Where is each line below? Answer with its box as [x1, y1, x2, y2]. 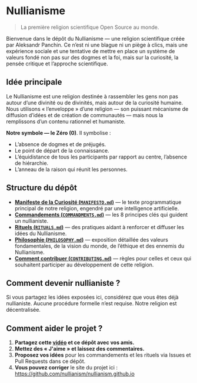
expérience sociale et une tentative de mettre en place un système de [6, 47, 175, 54]
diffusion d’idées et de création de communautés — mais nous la [6, 111, 163, 118]
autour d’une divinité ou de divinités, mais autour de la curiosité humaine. [6, 99, 183, 106]
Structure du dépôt [6, 183, 78, 193]
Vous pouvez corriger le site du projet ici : [14, 364, 118, 371]
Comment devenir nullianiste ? [6, 278, 121, 288]
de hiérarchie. [14, 159, 49, 166]
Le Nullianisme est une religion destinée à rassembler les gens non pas [6, 93, 178, 100]
